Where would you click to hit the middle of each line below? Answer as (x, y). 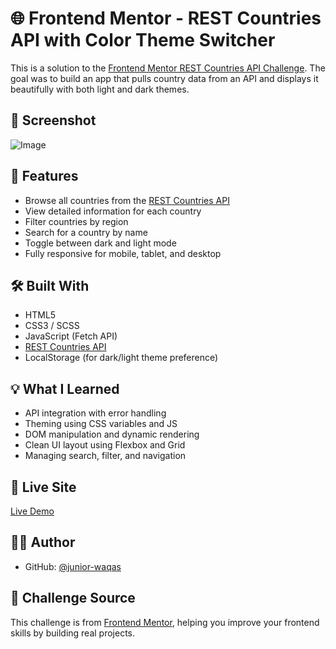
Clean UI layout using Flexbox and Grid (105, 445)
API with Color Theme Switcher (143, 40)
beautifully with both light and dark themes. (100, 89)
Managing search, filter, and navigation (105, 456)
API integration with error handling (95, 413)
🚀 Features (44, 176)
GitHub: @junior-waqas (73, 566)
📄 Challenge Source (73, 598)
